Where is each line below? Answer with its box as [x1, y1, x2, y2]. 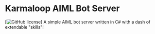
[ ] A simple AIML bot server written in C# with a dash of [5, 19, 151, 25]
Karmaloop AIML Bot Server [5, 3, 120, 14]
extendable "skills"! [5, 24, 44, 30]
